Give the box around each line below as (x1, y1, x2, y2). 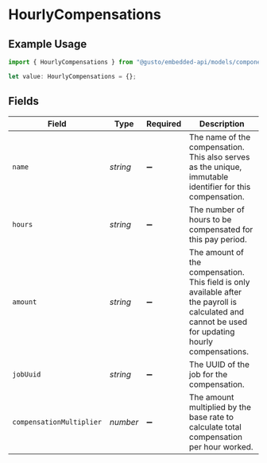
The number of (189, 204, 245, 215)
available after (189, 286, 242, 297)
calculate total (189, 421, 242, 432)
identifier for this (189, 181, 251, 192)
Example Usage (8, 37, 87, 51)
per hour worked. (189, 441, 253, 452)
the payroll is (189, 296, 237, 307)
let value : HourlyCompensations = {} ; (8, 72, 137, 80)
